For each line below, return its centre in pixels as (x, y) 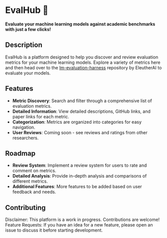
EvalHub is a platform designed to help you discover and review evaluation (82, 57)
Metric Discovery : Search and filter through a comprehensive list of (82, 101)
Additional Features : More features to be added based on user (77, 187)
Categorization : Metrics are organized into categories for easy (77, 122)
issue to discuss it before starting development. (54, 230)
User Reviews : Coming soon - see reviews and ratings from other (80, 132)
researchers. (25, 138)
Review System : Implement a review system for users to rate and (80, 165)
